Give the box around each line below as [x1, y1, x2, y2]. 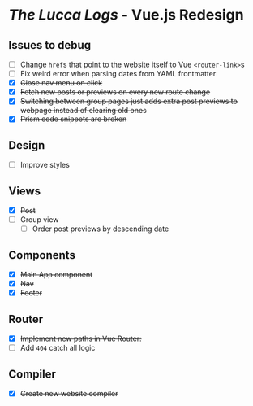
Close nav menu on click [19, 78, 103, 88]
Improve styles [19, 160, 71, 170]
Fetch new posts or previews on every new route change [19, 87, 211, 97]
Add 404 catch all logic [19, 343, 96, 353]
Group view [19, 215, 59, 225]
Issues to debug [8, 38, 92, 52]
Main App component [19, 270, 93, 280]
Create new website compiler [19, 389, 119, 398]
